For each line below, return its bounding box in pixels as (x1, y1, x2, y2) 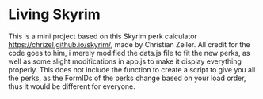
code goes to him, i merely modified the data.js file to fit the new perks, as (8, 48, 250, 57)
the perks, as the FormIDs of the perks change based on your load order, (8, 73, 246, 82)
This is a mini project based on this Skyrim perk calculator (8, 31, 198, 41)
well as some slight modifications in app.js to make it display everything (8, 57, 242, 66)
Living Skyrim (8, 5, 101, 24)
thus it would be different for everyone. (8, 81, 136, 91)
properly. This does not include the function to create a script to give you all (8, 64, 256, 74)
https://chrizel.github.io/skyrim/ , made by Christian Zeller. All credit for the (8, 39, 251, 49)
